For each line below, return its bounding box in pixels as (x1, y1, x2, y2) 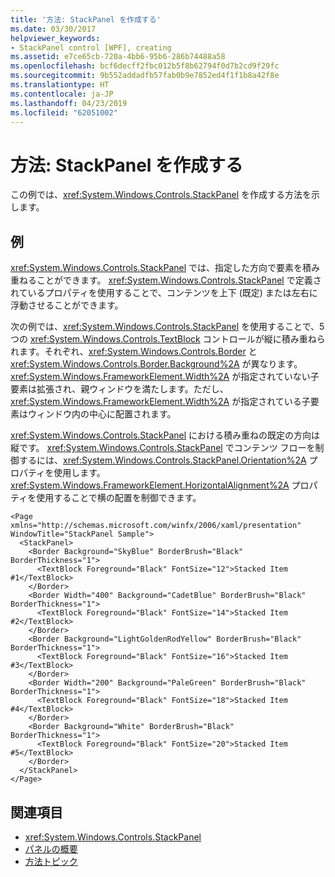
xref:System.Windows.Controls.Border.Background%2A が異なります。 (10, 358, 303, 370)
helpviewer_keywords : (10, 33, 101, 43)
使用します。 (53, 467, 106, 479)
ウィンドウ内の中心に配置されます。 (27, 408, 177, 420)
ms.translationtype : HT (10, 80, 110, 90)
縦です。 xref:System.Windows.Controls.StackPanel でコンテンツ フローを (10, 442, 316, 454)
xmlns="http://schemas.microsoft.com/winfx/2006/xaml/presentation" (10, 521, 302, 531)
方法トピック (24, 855, 78, 867)
